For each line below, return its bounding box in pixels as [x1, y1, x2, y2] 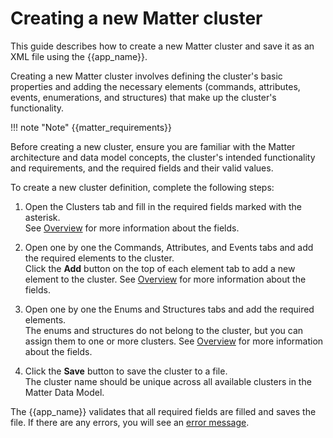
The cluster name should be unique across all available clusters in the [24, 375, 312, 387]
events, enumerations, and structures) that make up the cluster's [10, 91, 277, 103]
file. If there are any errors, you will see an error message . [10, 416, 250, 428]
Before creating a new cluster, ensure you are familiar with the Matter [10, 140, 296, 152]
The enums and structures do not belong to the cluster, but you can [24, 324, 304, 336]
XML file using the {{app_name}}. [10, 50, 148, 62]
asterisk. [24, 211, 61, 223]
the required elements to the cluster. [24, 252, 175, 264]
